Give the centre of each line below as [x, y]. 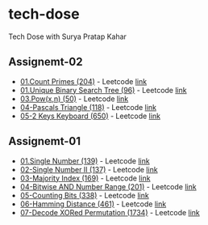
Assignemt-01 [45, 141]
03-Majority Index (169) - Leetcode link [85, 178]
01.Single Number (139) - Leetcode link [85, 161]
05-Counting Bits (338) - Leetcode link [84, 195]
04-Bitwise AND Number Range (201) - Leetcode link [108, 186]
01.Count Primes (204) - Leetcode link [83, 81]
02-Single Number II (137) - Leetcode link [89, 169]
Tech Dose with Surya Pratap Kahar [68, 36]
